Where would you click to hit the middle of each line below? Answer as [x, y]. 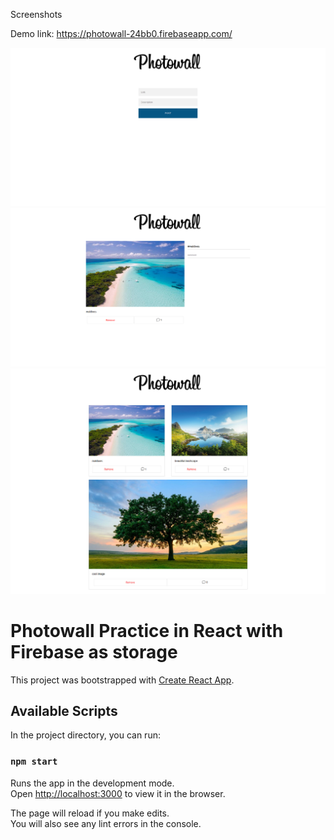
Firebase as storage [94, 651]
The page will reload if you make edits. [90, 813]
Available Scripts [64, 711]
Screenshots [36, 14]
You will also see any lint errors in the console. [106, 823]
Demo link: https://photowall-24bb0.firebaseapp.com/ [121, 33]
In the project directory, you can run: [85, 735]
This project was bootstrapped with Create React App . [122, 680]
